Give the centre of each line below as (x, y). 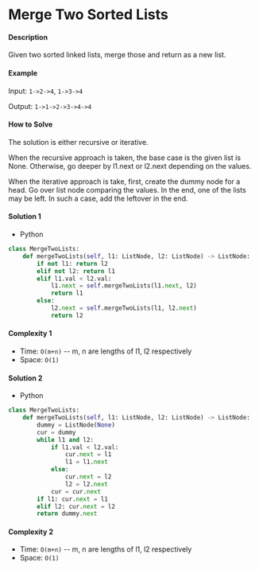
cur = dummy (57, 432)
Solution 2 (25, 378)
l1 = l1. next (87, 462)
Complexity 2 (31, 532)
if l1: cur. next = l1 (73, 499)
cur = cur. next (76, 491)
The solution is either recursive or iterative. (78, 142)
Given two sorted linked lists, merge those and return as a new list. (117, 55)
